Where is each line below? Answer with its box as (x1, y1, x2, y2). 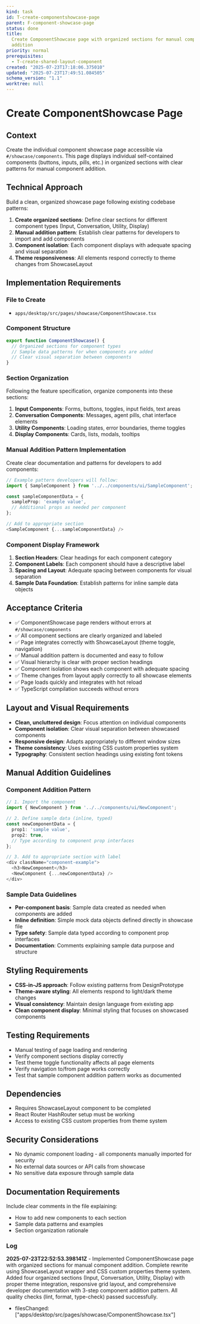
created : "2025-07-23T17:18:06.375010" (6, 64, 105, 70)
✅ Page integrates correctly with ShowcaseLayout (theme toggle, (14, 638, 176, 646)
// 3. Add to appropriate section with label (6, 854, 121, 860)
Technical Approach (6, 183, 83, 193)
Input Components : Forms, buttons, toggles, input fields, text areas (14, 405, 181, 412)
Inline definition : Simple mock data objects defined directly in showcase (14, 916, 193, 924)
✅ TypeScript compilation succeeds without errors (14, 685, 139, 692)
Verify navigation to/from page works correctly (14, 1065, 130, 1072)
